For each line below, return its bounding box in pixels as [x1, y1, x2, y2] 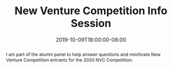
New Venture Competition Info [14, 4, 168, 18]
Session [70, 17, 112, 30]
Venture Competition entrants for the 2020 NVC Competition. [5, 57, 134, 63]
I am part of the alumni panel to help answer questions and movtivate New [5, 51, 161, 57]
